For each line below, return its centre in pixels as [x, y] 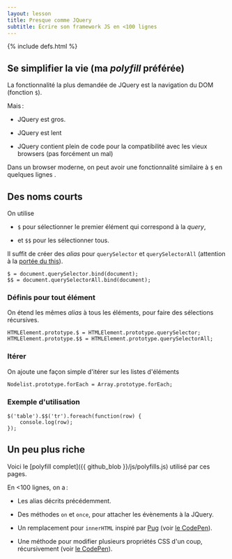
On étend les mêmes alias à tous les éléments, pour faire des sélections [110, 313]
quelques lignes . [32, 175]
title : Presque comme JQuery [49, 20]
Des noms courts [45, 197]
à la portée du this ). [35, 261]
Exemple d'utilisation [44, 402]
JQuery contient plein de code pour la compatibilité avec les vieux [112, 146]
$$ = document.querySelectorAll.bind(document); [79, 280]
